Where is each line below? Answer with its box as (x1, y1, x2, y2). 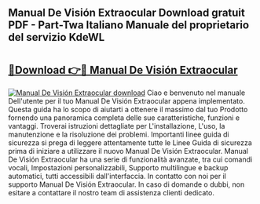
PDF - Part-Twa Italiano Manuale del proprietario (8, 19, 250, 32)
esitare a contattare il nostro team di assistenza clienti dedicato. (8, 188, 214, 197)
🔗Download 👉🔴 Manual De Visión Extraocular (8, 63, 238, 77)
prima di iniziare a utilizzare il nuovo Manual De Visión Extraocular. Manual (8, 147, 249, 155)
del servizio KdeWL (8, 31, 105, 44)
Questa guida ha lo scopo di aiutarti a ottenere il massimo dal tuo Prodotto (8, 105, 248, 114)
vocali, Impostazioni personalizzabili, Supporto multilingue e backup (8, 163, 229, 172)
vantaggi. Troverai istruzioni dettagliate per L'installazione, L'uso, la (8, 122, 225, 130)
